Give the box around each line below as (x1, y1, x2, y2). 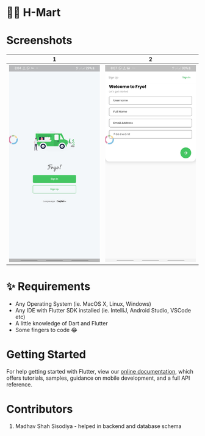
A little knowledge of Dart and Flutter (15, 319, 108, 327)
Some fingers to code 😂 (15, 326, 77, 333)
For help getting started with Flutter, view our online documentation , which (6, 368, 194, 375)
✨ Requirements (6, 279, 90, 293)
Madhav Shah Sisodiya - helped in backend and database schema (15, 422, 182, 430)
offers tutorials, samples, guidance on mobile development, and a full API (6, 374, 190, 382)
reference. (6, 380, 32, 388)
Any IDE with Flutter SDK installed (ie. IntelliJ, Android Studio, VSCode (15, 306, 191, 314)
